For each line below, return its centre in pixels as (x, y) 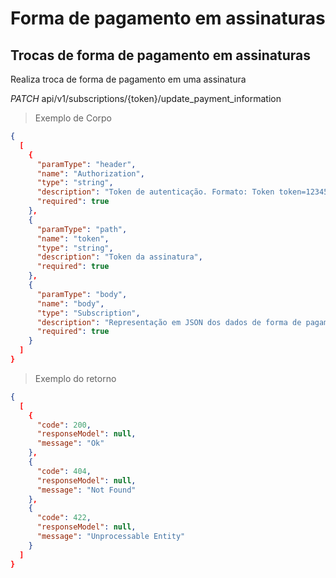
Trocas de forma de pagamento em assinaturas (160, 55)
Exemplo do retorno (75, 378)
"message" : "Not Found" (86, 490)
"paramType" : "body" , (82, 294)
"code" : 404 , (64, 471)
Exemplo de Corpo (73, 118)
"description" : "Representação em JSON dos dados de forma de (169, 322)
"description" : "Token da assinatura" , (119, 257)
